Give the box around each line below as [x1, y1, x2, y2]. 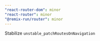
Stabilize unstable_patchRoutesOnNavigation [4, 30, 95, 36]
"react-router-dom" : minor [4, 7, 61, 12]
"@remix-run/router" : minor [4, 16, 63, 21]
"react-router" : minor [4, 12, 52, 17]
